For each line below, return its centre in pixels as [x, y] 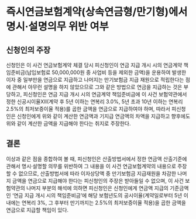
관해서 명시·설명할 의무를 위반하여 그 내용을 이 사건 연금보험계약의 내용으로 [91, 166]
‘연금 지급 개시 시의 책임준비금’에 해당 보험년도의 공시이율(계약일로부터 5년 [97, 195]
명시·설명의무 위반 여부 [58, 27]
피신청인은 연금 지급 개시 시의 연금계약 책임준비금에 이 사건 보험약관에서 [105, 94]
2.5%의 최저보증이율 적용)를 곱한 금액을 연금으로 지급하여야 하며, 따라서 [88, 109]
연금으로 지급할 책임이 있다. [37, 210]
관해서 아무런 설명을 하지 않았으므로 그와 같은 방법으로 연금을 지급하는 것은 [97, 87]
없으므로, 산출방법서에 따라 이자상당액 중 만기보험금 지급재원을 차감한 [97, 173]
